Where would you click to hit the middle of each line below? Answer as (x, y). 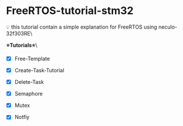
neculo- (168, 27)
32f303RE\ (19, 33)
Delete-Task (29, 82)
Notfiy (22, 117)
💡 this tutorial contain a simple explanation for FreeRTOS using (82, 27)
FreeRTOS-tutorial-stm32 (70, 11)
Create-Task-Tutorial (39, 70)
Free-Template (32, 58)
